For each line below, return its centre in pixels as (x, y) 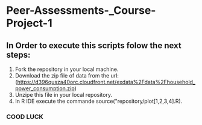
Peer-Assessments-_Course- (81, 11)
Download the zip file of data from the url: (67, 75)
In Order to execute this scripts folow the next (94, 45)
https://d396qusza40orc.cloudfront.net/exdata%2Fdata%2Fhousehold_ (106, 82)
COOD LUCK (25, 117)
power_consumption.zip (45, 88)
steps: (18, 55)
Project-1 (29, 23)
